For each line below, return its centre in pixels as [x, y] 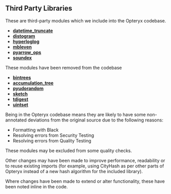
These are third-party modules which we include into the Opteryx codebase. [86, 20]
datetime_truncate [33, 31]
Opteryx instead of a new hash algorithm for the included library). [74, 171]
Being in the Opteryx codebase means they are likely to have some [76, 114]
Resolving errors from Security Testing [53, 135]
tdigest [20, 99]
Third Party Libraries [39, 8]
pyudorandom [28, 88]
